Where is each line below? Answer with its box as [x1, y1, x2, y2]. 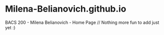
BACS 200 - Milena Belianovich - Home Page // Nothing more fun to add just [5, 19, 160, 25]
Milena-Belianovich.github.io [5, 3, 126, 15]
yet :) [5, 24, 16, 30]
